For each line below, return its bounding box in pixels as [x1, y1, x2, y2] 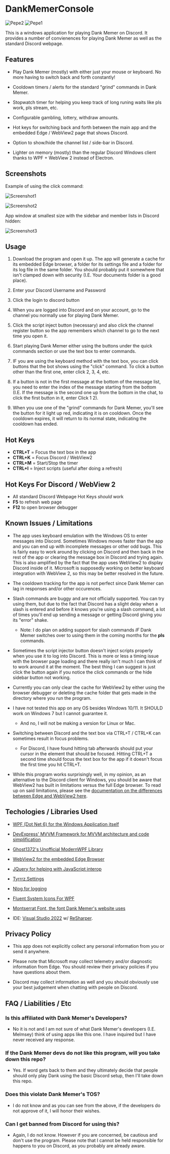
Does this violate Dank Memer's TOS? [5, 1091, 100, 1098]
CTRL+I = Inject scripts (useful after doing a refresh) [12, 465, 123, 471]
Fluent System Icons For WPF [12, 895, 75, 902]
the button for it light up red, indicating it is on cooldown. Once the [12, 410, 152, 416]
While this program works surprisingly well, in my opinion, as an [12, 771, 146, 777]
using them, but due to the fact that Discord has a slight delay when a [12, 600, 158, 607]
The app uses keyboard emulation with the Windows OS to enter [12, 532, 148, 538]
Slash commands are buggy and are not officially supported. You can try [12, 595, 164, 601]
